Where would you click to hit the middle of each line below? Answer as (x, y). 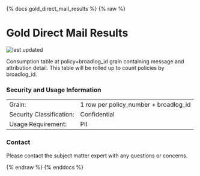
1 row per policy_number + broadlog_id (135, 105)
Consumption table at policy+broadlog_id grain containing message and (95, 61)
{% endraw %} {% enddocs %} (45, 167)
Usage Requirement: (38, 124)
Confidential (98, 115)
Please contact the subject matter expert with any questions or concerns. (97, 156)
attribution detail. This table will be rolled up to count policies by (85, 68)
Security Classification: (42, 115)
